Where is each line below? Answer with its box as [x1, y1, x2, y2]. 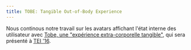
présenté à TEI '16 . [6, 37, 51, 44]
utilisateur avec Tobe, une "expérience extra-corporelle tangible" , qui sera [6, 31, 186, 38]
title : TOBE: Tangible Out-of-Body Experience [6, 8, 122, 15]
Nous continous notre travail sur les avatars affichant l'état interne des [6, 25, 176, 32]
